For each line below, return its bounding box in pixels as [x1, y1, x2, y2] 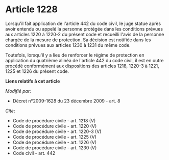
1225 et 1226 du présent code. [5, 68, 69, 74]
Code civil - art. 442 [12, 150, 55, 156]
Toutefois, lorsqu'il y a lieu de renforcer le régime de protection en [5, 52, 144, 58]
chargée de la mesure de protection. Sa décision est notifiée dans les [5, 37, 151, 43]
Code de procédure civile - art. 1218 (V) [12, 117, 96, 123]
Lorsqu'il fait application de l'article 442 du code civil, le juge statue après [5, 20, 161, 26]
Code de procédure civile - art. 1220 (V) [12, 123, 97, 129]
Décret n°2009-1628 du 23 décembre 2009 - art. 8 [12, 98, 120, 104]
